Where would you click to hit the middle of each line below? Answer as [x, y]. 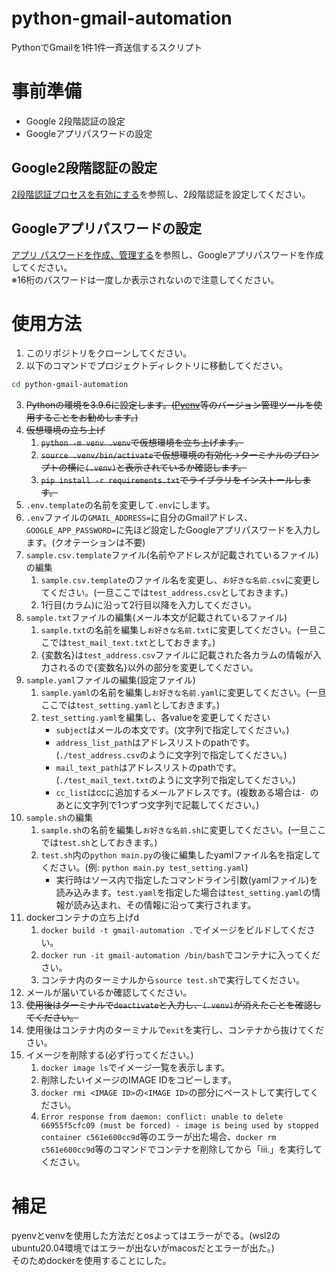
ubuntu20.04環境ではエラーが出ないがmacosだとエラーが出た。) [143, 1248]
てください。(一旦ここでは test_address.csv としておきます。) [164, 593]
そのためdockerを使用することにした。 [91, 1261]
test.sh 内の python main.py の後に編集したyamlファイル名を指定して [180, 855]
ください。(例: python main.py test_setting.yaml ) [144, 868]
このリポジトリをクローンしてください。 [109, 353]
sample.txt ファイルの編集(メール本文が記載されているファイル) [156, 618]
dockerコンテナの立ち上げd [82, 918]
